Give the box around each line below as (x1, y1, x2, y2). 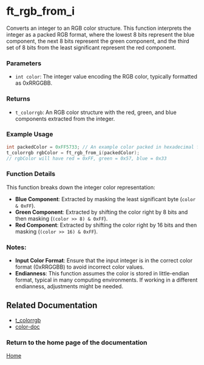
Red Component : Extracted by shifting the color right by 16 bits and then (15, 221, 197, 229)
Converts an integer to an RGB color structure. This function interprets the (6, 24, 191, 32)
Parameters (6, 59, 41, 68)
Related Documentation (6, 300, 98, 311)
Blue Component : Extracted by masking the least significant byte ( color (15, 195, 196, 202)
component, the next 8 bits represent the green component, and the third (6, 37, 189, 44)
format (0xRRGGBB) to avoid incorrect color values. (15, 263, 144, 271)
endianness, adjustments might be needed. (15, 283, 123, 290)
